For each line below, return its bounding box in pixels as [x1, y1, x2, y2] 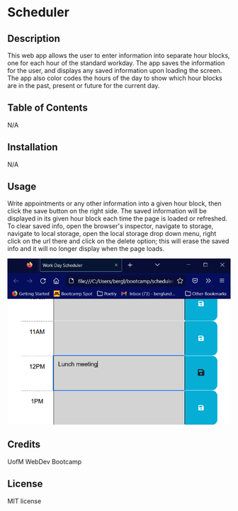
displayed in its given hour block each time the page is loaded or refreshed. [7, 214, 228, 223]
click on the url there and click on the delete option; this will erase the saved [7, 237, 229, 245]
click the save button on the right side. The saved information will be [7, 207, 207, 215]
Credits [7, 439, 41, 451]
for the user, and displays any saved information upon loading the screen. [7, 67, 222, 74]
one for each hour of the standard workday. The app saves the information [7, 59, 225, 67]
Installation [7, 141, 58, 153]
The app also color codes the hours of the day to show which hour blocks [7, 74, 223, 82]
